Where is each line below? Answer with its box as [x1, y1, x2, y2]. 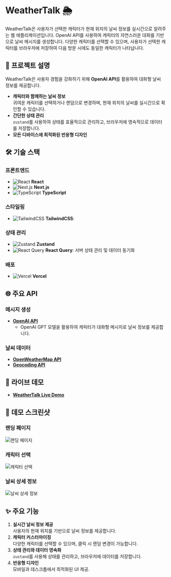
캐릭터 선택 [5, 451, 31, 458]
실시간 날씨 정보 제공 [12, 521, 54, 528]
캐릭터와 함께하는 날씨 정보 [12, 93, 66, 99]
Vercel [32, 273, 47, 280]
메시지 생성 [5, 306, 31, 313]
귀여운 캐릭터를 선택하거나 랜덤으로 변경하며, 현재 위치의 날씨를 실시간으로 [12, 99, 160, 105]
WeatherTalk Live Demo [12, 392, 65, 398]
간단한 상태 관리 [12, 112, 44, 118]
